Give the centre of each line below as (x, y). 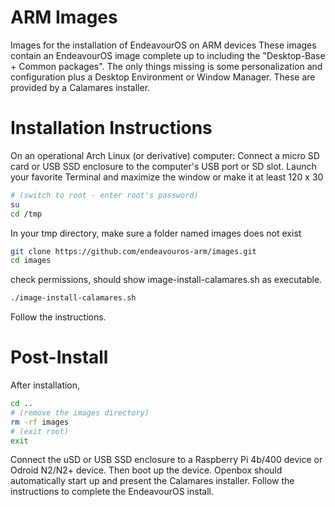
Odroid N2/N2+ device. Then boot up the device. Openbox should (146, 470)
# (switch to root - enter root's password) (104, 195)
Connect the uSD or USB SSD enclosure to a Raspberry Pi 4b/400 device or (166, 460)
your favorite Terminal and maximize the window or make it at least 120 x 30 (167, 177)
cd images (31, 261)
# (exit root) (40, 431)
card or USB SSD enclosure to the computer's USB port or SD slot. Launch (163, 166)
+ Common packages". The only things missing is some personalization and (166, 66)
